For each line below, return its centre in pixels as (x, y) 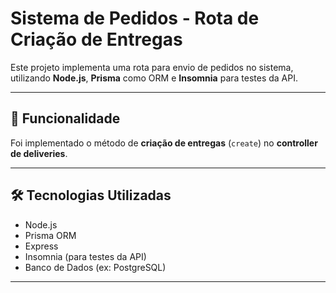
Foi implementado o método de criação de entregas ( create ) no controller (164, 143)
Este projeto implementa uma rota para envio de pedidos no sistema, (152, 67)
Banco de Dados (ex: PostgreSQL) (95, 267)
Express (41, 246)
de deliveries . (39, 153)
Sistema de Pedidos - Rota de (135, 18)
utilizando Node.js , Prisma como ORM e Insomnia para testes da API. (154, 78)
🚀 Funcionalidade (65, 118)
